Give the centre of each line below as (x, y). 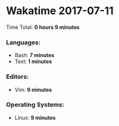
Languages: (23, 42)
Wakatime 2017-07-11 (60, 11)
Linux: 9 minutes (35, 117)
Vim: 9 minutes (33, 89)
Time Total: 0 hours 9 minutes (43, 27)
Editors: (18, 77)
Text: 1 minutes (33, 62)
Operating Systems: (35, 105)
